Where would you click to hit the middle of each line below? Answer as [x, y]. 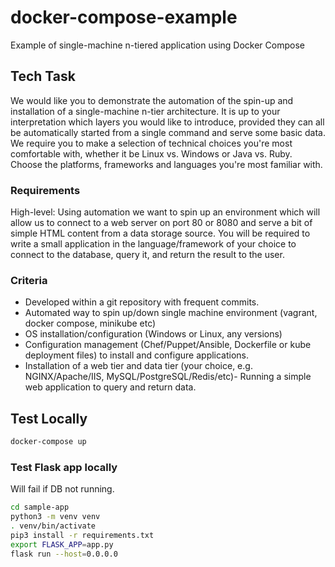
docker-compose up [48, 442]
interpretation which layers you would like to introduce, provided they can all [167, 122]
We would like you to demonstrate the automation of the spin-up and [152, 100]
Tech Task [43, 76]
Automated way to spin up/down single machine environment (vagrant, [171, 313]
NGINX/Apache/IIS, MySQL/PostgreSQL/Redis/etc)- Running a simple [168, 377]
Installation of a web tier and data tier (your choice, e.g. [138, 366]
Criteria [29, 280]
